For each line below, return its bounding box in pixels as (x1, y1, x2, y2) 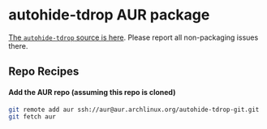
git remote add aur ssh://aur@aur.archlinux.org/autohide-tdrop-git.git (8, 105, 260, 114)
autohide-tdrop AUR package (8, 6, 210, 24)
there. (8, 41, 28, 50)
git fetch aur (8, 113, 57, 121)
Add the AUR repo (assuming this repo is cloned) (8, 87, 176, 97)
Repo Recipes (8, 65, 80, 79)
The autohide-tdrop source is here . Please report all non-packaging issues (8, 32, 259, 42)
